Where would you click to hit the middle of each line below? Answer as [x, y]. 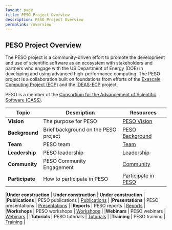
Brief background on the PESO [80, 130]
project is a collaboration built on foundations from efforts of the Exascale [83, 79]
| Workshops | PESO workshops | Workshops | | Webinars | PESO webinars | [86, 211]
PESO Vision [137, 121]
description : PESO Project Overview [44, 19]
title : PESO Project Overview [38, 15]
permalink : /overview [28, 24]
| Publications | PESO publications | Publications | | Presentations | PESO [82, 200]
